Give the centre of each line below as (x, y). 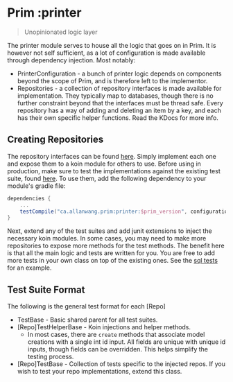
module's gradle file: (36, 186)
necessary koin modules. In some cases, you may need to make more (107, 238)
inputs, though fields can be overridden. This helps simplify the (118, 349)
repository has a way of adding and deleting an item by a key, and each (119, 110)
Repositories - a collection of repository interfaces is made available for (119, 88)
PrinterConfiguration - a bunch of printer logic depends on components (119, 73)
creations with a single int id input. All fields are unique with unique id (127, 342)
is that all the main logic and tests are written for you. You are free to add (111, 253)
